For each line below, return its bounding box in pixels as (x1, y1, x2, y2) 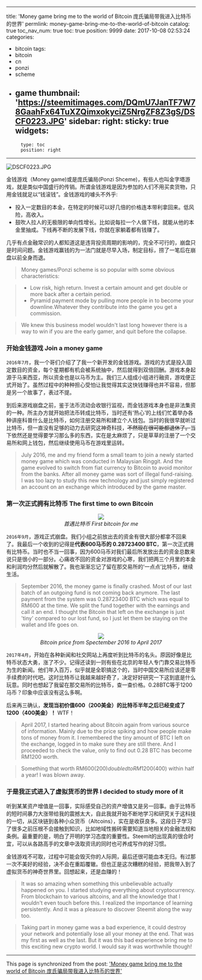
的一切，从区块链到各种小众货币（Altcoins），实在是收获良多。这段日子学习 (6, 817, 192, 825)
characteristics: (20, 272, 60, 279)
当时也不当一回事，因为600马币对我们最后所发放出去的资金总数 (32, 548, 191, 555)
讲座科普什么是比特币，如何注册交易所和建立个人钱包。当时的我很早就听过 (11, 417, 196, 424)
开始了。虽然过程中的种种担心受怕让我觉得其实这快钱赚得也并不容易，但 (11, 381, 191, 389)
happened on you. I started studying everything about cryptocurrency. (20, 886, 196, 893)
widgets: (14, 126, 49, 136)
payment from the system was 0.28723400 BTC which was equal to (20, 596, 189, 603)
